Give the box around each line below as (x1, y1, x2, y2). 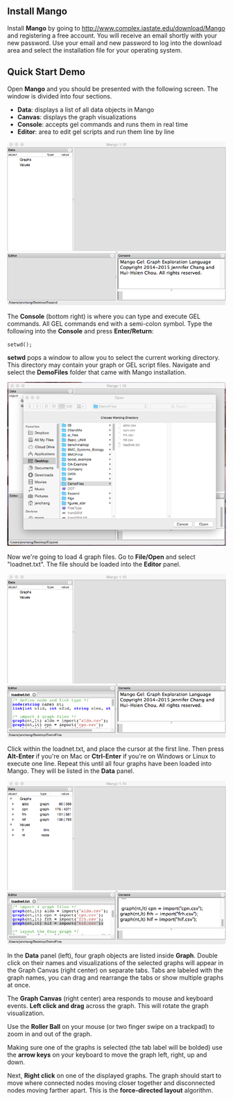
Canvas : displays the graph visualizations (17, 112, 137, 121)
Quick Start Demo (7, 66, 85, 78)
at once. (7, 981, 31, 989)
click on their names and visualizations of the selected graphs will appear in (7, 959, 224, 967)
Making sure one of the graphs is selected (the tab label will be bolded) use (7, 1043, 223, 1052)
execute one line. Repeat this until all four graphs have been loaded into (7, 759, 212, 768)
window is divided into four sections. (7, 92, 112, 100)
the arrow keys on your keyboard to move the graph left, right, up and (7, 1050, 207, 1059)
